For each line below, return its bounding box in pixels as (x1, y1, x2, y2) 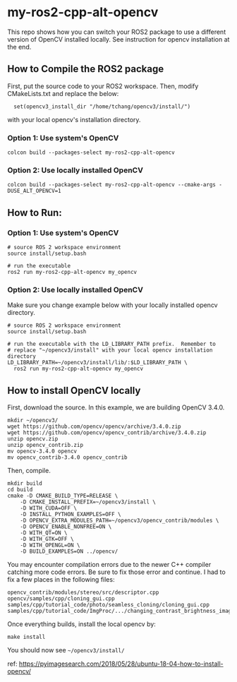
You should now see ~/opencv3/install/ (7, 646, 125, 654)
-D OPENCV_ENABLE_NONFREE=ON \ (20, 523, 112, 530)
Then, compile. (7, 467, 51, 475)
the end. (7, 42, 32, 51)
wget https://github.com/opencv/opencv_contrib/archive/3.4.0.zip (7, 429, 207, 436)
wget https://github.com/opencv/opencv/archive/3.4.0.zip (7, 423, 181, 431)
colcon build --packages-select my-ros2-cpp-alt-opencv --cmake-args (7, 181, 217, 189)
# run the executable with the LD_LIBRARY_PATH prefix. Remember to (7, 340, 217, 348)
